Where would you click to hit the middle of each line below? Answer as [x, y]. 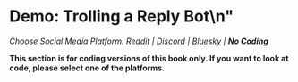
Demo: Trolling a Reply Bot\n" [122, 16]
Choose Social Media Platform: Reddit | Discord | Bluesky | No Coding [139, 41]
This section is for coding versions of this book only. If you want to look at [149, 58]
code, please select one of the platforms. [87, 68]
